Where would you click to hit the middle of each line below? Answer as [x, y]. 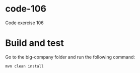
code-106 [26, 9]
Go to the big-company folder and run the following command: [70, 57]
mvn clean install [24, 66]
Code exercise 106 [24, 23]
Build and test [34, 43]
